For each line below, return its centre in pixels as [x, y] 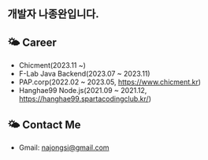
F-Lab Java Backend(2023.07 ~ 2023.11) [84, 74]
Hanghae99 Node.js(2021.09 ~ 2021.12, [83, 91]
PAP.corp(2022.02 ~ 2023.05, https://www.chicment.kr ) [110, 82]
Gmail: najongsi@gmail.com [64, 147]
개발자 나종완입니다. [53, 14]
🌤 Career [32, 42]
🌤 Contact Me [44, 125]
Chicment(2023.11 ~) [52, 65]
